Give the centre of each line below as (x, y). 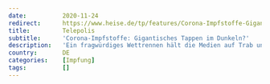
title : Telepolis (51, 30)
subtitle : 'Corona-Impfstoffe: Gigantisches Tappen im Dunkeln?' (129, 38)
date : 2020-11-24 (53, 16)
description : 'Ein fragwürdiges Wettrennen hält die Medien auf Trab (131, 46)
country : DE (39, 53)
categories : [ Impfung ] (51, 61)
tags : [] (39, 68)
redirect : (25, 23)
